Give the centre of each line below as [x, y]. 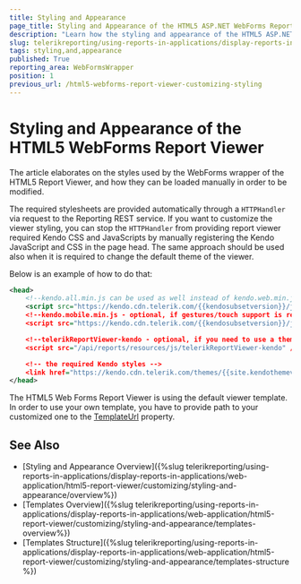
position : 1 [31, 76]
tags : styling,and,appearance [66, 51]
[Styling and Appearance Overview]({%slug [103, 467]
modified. [27, 191]
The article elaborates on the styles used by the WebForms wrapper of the [147, 172]
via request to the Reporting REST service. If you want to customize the [141, 218]
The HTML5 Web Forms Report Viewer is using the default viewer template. [149, 398]
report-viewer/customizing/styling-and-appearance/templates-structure [155, 562]
